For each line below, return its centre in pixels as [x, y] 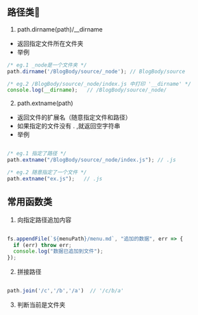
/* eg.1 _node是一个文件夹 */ [47, 65]
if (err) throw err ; [42, 245]
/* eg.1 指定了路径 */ [37, 154]
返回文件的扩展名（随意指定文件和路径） [74, 117]
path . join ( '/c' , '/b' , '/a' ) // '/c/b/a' [66, 291]
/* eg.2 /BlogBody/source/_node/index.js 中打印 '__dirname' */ [99, 84]
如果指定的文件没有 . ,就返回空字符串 [69, 126]
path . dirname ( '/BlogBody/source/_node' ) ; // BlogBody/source [96, 71]
